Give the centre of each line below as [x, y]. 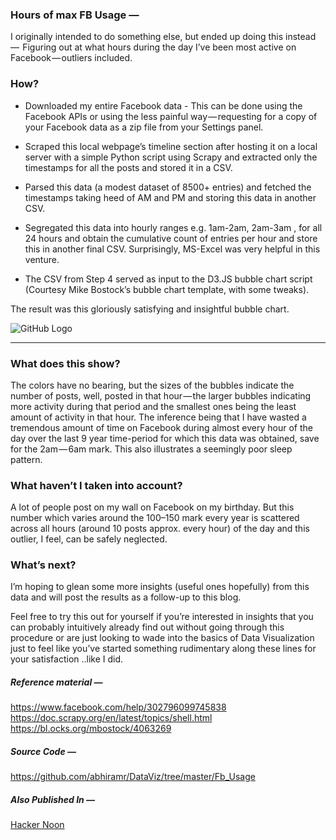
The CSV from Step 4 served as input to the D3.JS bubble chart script [168, 279]
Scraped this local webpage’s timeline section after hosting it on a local [171, 146]
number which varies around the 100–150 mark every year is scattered [155, 518]
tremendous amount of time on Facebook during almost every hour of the [161, 427]
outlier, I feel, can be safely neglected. [89, 539]
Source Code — [43, 752]
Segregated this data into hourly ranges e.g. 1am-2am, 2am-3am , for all [173, 227]
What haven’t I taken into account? [96, 485]
